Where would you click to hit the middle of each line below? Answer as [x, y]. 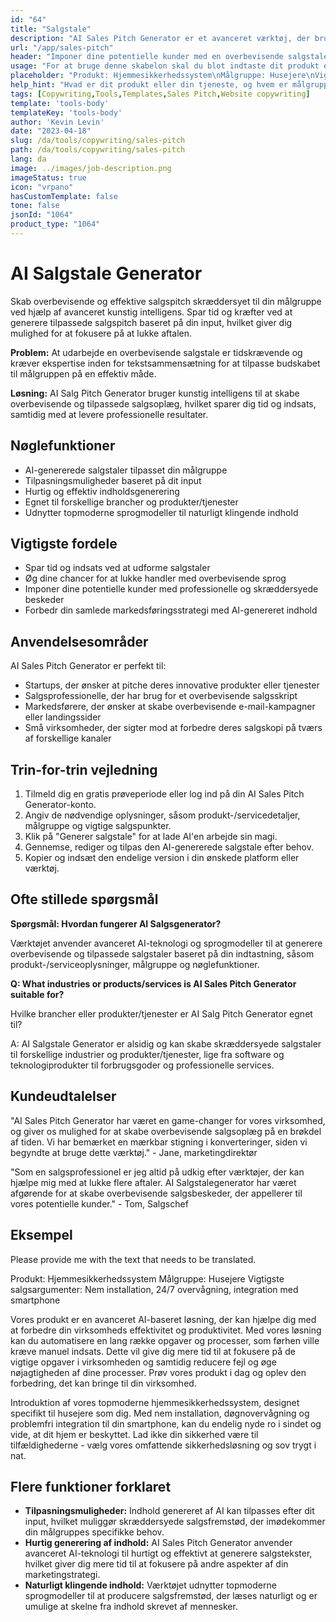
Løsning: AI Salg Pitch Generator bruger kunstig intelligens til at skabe [155, 393]
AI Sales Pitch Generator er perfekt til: [88, 666]
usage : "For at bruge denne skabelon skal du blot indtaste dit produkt [165, 66]
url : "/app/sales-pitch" [62, 47]
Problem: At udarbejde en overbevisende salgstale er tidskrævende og [156, 352]
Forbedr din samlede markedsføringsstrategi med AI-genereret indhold [171, 610]
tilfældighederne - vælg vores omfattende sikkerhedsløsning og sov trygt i [163, 1445]
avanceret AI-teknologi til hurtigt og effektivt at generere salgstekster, [168, 1553]
